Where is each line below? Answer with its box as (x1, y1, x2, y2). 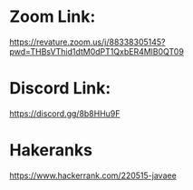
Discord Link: (9, 78, 111, 99)
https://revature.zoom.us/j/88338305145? (9, 36, 166, 47)
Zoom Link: (9, 6, 96, 27)
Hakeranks (9, 140, 93, 161)
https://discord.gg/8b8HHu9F (9, 107, 121, 119)
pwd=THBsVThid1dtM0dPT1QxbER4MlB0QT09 (9, 45, 184, 56)
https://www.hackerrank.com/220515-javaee (9, 170, 177, 181)
